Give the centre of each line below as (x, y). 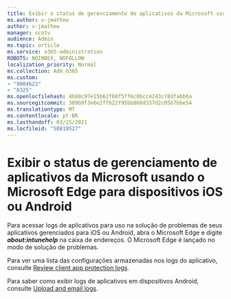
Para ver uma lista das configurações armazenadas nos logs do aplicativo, (112, 261)
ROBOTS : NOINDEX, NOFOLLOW (46, 58)
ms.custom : (23, 77)
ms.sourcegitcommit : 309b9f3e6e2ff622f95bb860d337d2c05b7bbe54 (100, 103)
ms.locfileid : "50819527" (44, 129)
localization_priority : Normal (52, 65)
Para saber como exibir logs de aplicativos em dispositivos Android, (103, 281)
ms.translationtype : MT (41, 109)
